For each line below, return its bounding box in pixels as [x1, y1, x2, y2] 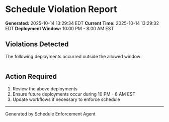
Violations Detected [5, 40, 69, 49]
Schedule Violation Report [5, 4, 117, 15]
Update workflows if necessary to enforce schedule [12, 96, 120, 102]
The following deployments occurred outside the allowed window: [5, 53, 142, 59]
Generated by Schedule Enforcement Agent [5, 110, 96, 116]
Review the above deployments [12, 85, 78, 91]
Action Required [5, 72, 57, 81]
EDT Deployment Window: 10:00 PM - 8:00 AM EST [5, 25, 114, 31]
